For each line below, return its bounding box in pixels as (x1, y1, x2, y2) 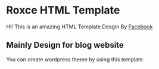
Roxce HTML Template (6, 4, 120, 17)
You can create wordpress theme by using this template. (6, 55, 145, 63)
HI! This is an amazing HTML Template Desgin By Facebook (6, 23, 153, 30)
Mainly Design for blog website (6, 40, 124, 50)
